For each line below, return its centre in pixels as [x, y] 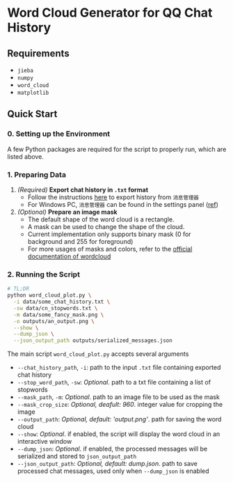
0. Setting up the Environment [59, 134]
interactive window [45, 442]
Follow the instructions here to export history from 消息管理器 [113, 197]
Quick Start [32, 114]
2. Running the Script [43, 274]
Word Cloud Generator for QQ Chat [110, 13]
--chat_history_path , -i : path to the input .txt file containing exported [119, 368]
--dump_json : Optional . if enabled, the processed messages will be [112, 449]
